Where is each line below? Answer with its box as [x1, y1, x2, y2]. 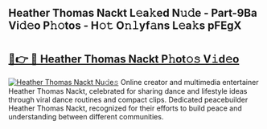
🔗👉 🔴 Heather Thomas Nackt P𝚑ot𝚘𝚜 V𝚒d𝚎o [8, 52, 240, 66]
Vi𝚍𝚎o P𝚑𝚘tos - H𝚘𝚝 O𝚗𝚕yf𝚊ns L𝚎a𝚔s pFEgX [8, 19, 242, 33]
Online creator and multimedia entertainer [120, 78, 259, 87]
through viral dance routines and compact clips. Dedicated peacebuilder [8, 95, 249, 104]
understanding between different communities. [8, 112, 164, 121]
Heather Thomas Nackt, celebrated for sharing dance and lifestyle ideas [8, 87, 248, 95]
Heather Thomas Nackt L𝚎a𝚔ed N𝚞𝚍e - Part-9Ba [8, 6, 257, 20]
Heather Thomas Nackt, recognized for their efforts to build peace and [8, 103, 243, 113]
